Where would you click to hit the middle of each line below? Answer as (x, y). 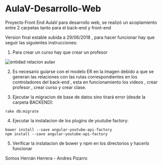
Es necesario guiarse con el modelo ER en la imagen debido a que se (83, 71)
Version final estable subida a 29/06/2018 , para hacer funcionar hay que (80, 37)
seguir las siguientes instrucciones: (41, 42)
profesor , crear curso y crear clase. (49, 87)
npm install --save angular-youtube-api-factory (56, 134)
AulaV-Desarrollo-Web (53, 9)
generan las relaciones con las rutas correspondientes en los (75, 77)
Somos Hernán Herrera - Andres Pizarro (46, 158)
